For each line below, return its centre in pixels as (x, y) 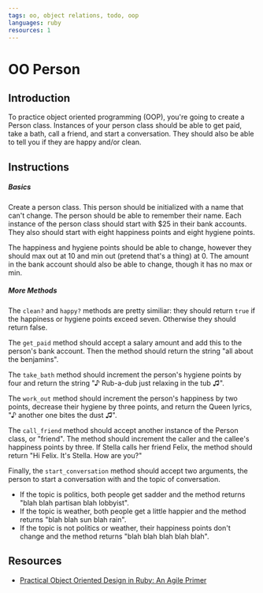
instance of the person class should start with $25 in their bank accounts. (128, 224)
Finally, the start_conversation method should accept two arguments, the (128, 471)
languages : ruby (35, 23)
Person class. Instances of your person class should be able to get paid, (125, 125)
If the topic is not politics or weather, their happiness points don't (125, 528)
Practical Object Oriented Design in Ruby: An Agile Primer (113, 580)
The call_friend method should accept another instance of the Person (123, 430)
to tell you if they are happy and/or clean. (75, 142)
